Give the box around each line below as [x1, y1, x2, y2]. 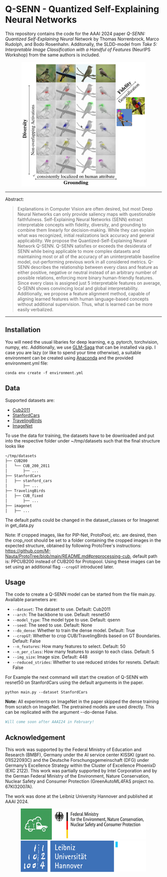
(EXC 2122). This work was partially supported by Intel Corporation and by [5, 768, 158, 774]
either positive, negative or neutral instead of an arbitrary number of [17, 269, 157, 275]
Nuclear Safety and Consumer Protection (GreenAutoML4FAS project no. [5, 778, 155, 784]
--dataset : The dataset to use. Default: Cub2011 [12, 606, 111, 612]
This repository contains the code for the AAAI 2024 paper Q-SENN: [5, 30, 146, 36]
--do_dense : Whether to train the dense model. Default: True [12, 628, 135, 634]
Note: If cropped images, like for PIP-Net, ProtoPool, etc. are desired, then [5, 532, 157, 538]
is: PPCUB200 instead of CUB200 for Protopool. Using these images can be [5, 558, 161, 564]
